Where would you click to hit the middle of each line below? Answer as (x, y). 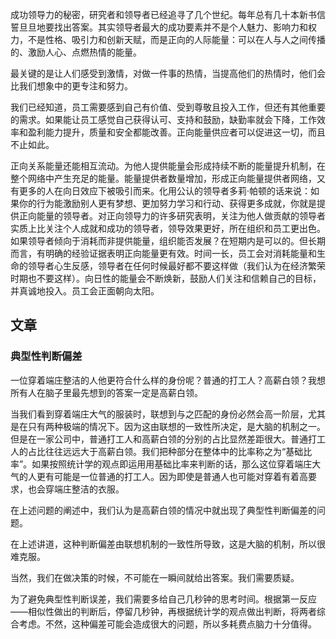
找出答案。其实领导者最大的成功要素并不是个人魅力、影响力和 (180, 27)
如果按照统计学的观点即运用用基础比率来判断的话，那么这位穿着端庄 (172, 464)
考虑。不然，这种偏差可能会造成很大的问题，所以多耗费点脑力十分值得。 (167, 624)
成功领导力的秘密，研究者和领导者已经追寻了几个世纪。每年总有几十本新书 (163, 14)
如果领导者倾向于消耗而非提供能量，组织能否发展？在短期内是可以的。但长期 (168, 241)
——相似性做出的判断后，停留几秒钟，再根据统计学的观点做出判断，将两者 (163, 611)
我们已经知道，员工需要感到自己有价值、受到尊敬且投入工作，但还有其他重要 (168, 107)
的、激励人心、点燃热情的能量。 (76, 52)
